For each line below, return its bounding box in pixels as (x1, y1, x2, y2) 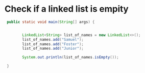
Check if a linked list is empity (4, 3, 129, 15)
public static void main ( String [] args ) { (6, 19, 95, 24)
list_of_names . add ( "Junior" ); (22, 46, 84, 51)
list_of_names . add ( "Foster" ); (22, 41, 84, 47)
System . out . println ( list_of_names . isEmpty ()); (22, 55, 119, 60)
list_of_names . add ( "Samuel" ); (22, 37, 84, 42)
